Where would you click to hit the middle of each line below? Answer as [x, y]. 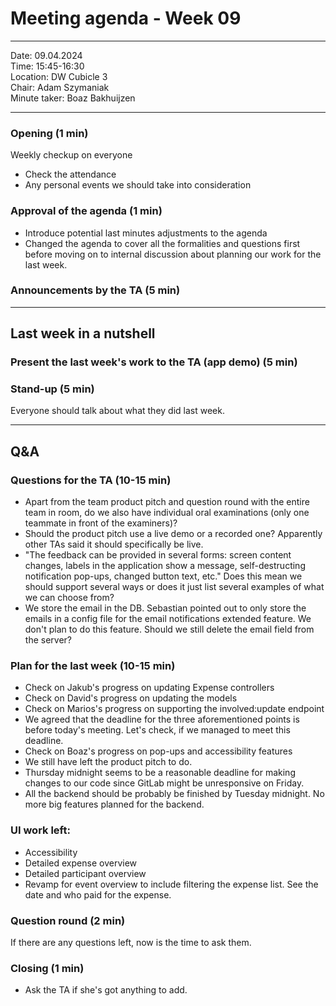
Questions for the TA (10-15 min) [91, 480]
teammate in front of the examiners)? [101, 523]
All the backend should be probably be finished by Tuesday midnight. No [174, 794]
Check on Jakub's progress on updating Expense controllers [149, 688]
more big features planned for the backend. [114, 804]
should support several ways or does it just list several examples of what [174, 587]
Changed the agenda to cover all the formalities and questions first [162, 243]
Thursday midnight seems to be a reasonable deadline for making [160, 773]
